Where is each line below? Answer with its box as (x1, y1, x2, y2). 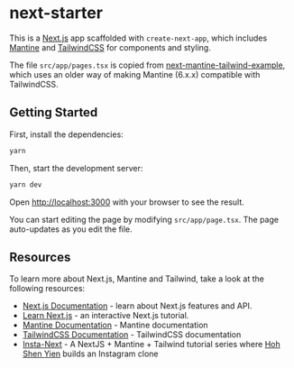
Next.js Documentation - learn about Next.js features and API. (22, 300, 253, 311)
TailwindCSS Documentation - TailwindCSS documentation (22, 329, 242, 340)
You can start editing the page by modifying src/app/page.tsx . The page (9, 214, 280, 225)
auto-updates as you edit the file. (9, 224, 133, 235)
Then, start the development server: (9, 162, 143, 173)
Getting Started (9, 105, 98, 120)
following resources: (9, 283, 86, 294)
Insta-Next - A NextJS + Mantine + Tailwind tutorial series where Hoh (22, 339, 281, 350)
